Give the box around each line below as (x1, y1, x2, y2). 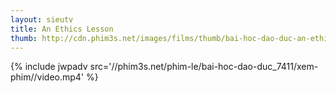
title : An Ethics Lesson (10, 24, 114, 34)
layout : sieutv (10, 14, 74, 25)
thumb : (10, 33, 38, 43)
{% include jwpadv (10, 61, 88, 73)
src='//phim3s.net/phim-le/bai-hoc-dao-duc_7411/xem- (89, 61, 319, 73)
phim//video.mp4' (10, 71, 85, 83)
